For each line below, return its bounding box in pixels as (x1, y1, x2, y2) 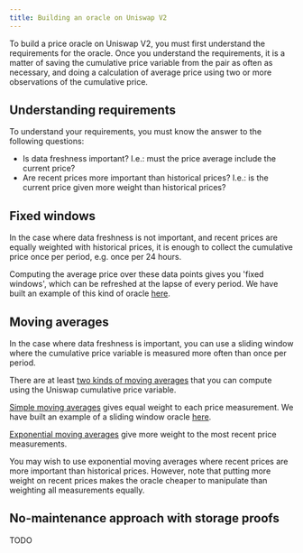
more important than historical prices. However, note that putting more (9, 465, 271, 476)
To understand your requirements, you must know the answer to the (9, 126, 262, 137)
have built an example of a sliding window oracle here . (9, 411, 212, 422)
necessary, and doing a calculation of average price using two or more (9, 67, 272, 78)
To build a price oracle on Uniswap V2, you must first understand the (9, 38, 266, 49)
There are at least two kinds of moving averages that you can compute (9, 375, 272, 386)
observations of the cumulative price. (9, 76, 149, 87)
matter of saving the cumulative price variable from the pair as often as (9, 57, 273, 68)
